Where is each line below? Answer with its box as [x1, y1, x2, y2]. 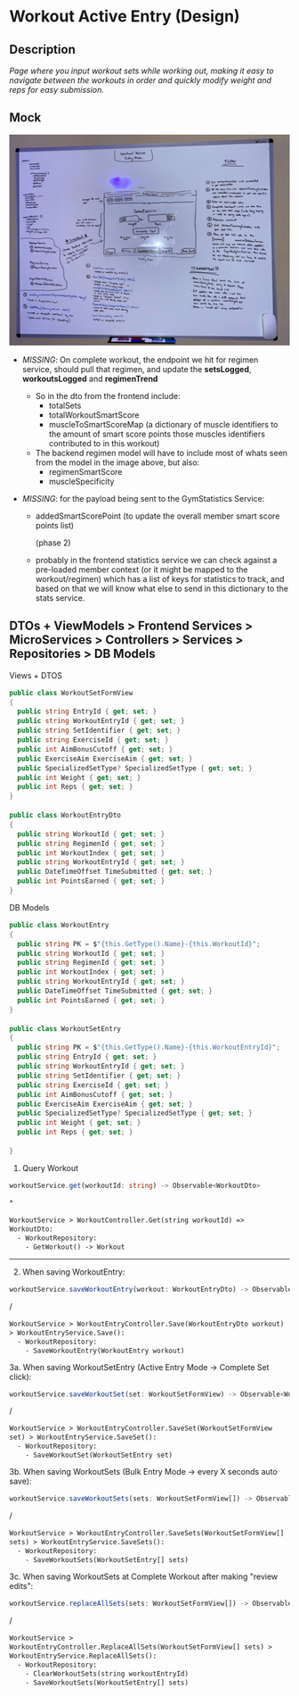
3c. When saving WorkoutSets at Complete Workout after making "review [9, 1571, 279, 1582]
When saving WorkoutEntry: [21, 1266, 125, 1277]
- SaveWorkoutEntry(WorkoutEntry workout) [25, 1346, 185, 1355]
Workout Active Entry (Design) [9, 6, 240, 27]
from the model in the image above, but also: [35, 457, 200, 468]
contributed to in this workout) [48, 437, 160, 448]
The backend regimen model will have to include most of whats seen [35, 447, 287, 458]
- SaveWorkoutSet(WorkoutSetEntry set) [25, 1451, 174, 1460]
